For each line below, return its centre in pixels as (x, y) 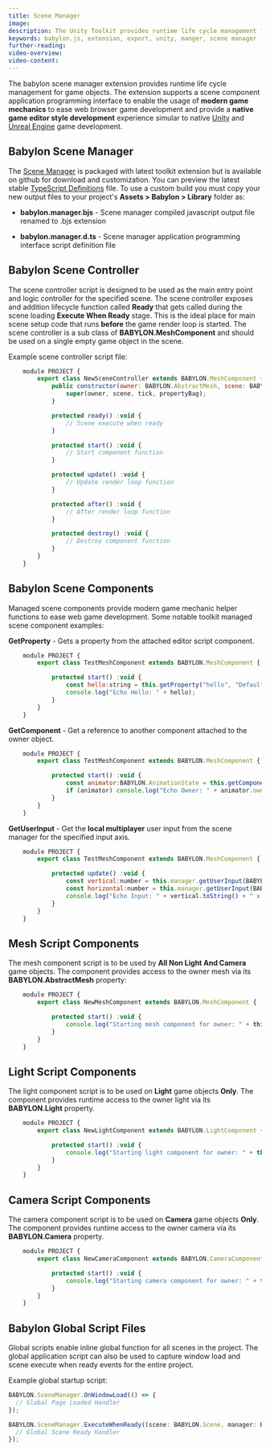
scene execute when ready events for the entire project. (101, 1365)
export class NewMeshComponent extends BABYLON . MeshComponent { (147, 1003)
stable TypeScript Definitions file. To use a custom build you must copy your (135, 188)
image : (19, 23)
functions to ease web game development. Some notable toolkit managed (131, 616)
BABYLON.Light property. (51, 1108)
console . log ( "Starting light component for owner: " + (159, 1152)
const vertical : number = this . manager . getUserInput (154, 881)
